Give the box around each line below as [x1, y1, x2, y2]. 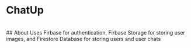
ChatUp [6, 4, 44, 17]
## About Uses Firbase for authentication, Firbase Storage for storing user [6, 29, 186, 36]
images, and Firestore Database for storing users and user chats [6, 35, 161, 42]
